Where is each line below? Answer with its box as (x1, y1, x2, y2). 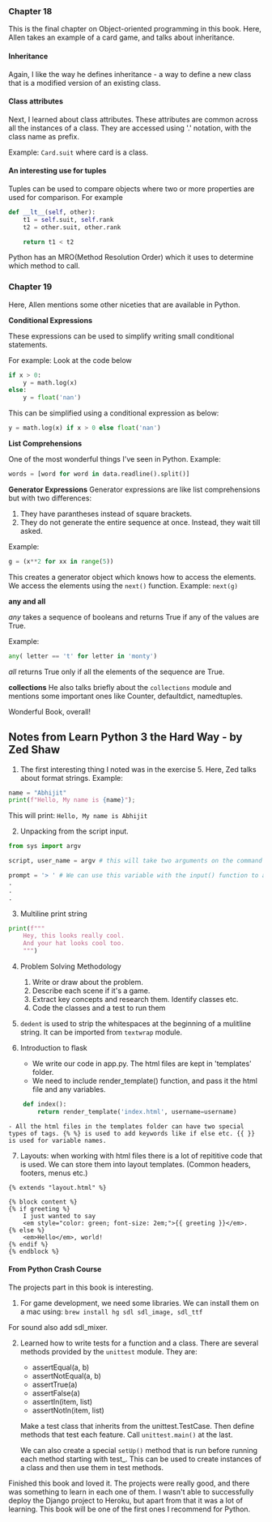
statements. (8, 339, 49, 349)
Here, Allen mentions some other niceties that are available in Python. (8, 300, 240, 309)
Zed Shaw (8, 743, 61, 757)
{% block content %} (8, 1197, 79, 1206)
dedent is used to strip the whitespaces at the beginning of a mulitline (19, 1019, 252, 1029)
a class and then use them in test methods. (19, 1462, 164, 1472)
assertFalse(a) (32, 1388, 81, 1398)
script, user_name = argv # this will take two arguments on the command (8, 857, 263, 865)
